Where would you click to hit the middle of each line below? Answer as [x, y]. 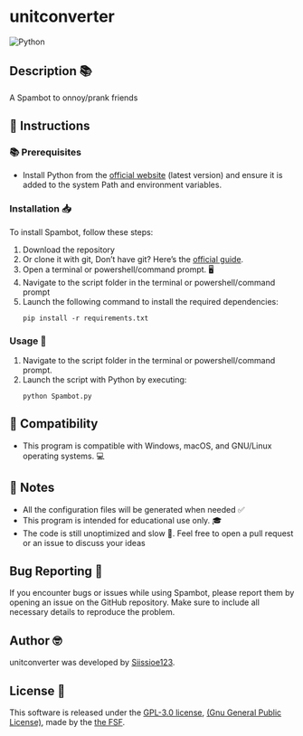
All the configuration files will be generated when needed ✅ [133, 509]
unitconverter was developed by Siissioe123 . [92, 663]
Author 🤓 [36, 641]
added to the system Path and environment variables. [122, 185]
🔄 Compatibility [54, 424]
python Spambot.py [57, 396]
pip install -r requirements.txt [85, 318]
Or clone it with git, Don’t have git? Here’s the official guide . [133, 259]
